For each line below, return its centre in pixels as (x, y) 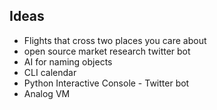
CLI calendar (50, 72)
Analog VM (47, 93)
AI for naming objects (68, 61)
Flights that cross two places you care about (115, 40)
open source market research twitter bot (107, 51)
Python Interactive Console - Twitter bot (106, 83)
